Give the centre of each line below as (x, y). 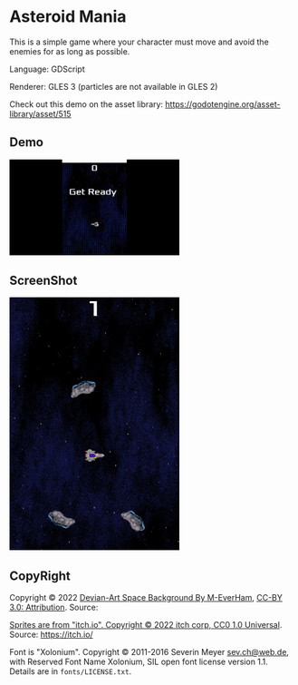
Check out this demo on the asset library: (87, 104)
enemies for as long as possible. (70, 51)
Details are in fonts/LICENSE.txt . (71, 671)
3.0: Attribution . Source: (54, 607)
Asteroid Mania (68, 17)
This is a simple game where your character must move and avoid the (139, 42)
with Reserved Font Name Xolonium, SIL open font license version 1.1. (139, 662)
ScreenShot (43, 280)
